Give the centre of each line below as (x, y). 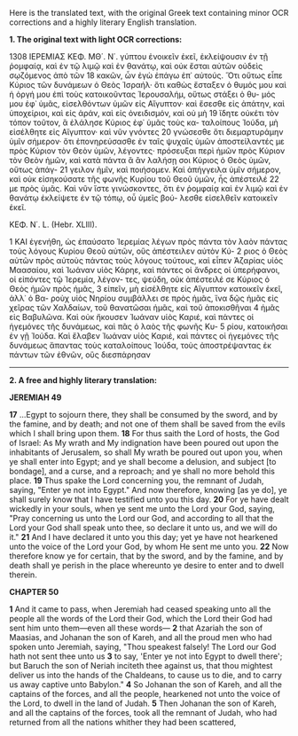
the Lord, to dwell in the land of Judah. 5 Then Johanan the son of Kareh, (143, 703)
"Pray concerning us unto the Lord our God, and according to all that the (141, 518)
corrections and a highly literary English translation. (103, 22)
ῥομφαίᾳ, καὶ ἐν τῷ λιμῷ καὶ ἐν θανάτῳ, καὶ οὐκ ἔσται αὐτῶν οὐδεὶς (136, 66)
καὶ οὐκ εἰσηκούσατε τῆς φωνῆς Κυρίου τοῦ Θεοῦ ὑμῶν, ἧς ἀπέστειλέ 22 (144, 179)
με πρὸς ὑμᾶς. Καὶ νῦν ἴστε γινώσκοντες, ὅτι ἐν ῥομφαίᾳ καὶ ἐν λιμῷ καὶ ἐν (149, 188)
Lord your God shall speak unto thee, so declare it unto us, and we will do (143, 528)
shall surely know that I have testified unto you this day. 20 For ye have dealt (149, 499)
